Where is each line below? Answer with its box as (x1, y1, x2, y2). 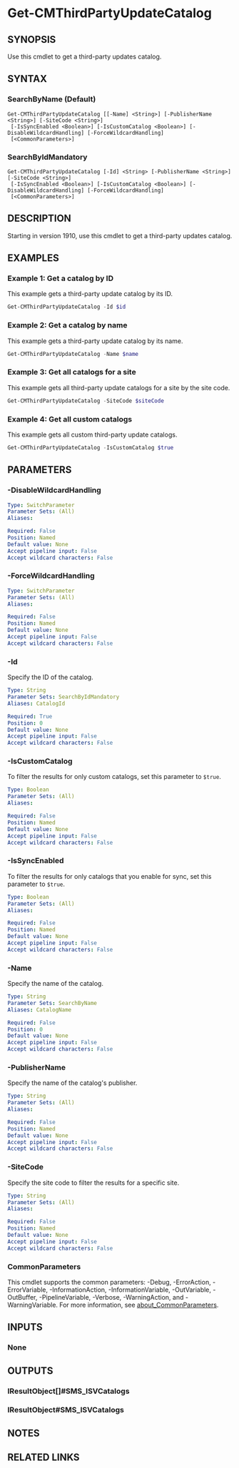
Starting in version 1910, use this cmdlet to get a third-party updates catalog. (7, 231, 233, 240)
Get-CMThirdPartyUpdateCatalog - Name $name (7, 350, 139, 357)
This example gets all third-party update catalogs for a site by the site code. (7, 383, 230, 392)
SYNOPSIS (7, 34, 56, 46)
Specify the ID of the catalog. (7, 673, 94, 682)
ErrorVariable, (7, 1285, 49, 1294)
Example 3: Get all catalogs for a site (7, 367, 137, 377)
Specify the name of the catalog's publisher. (7, 1079, 138, 1087)
